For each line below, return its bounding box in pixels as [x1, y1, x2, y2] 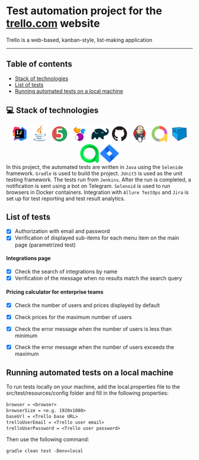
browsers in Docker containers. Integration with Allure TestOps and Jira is [6, 189, 189, 196]
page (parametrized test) [14, 241, 76, 248]
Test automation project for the [6, 4, 162, 18]
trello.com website [6, 17, 100, 30]
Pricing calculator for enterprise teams [6, 289, 104, 296]
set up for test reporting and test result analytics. [6, 194, 126, 202]
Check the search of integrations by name [14, 268, 117, 275]
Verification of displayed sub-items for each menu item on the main [14, 234, 179, 241]
